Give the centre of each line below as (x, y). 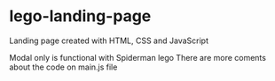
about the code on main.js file (63, 67)
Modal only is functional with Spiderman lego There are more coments (137, 57)
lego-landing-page (80, 16)
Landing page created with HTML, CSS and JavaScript (109, 40)
